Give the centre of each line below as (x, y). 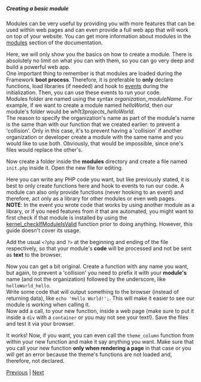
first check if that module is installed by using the (67, 217)
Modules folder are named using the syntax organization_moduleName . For (99, 98)
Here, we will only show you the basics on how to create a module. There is (99, 54)
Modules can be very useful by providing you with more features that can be (100, 23)
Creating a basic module (37, 8)
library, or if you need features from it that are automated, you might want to (100, 211)
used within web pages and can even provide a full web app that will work (97, 29)
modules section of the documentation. (55, 43)
